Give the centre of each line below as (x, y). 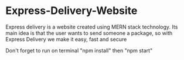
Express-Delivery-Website (71, 11)
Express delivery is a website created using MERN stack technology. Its (92, 27)
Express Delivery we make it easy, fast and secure (66, 39)
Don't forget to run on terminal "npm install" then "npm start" (79, 50)
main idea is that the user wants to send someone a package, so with (89, 33)
